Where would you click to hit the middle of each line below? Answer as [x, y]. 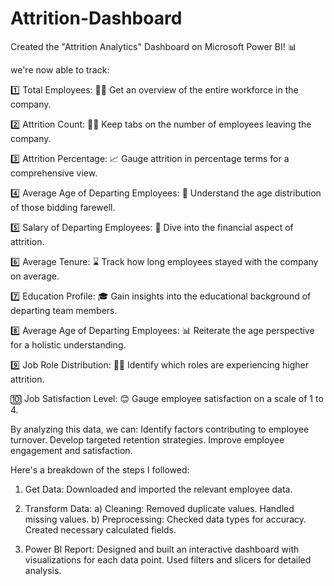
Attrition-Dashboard [96, 18]
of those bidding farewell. [63, 207]
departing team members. [64, 310]
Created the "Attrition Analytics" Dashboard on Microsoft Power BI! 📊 [153, 46]
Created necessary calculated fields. [100, 529]
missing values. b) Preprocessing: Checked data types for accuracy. [165, 519]
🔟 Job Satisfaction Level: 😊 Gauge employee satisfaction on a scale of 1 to [167, 398]
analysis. [43, 570]
